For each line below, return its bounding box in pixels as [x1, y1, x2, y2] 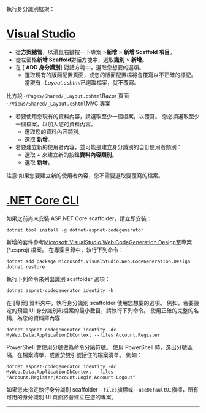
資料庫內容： [32, 314, 66, 322]
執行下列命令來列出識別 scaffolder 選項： [6, 275, 110, 282]
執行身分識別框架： [6, 6, 55, 12]
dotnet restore [6, 263, 45, 270]
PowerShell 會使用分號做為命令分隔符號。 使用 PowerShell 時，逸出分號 [6, 343, 188, 351]
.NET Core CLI [6, 194, 80, 207]
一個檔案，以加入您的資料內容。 [15, 120, 96, 128]
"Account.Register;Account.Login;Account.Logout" [6, 374, 136, 380]
